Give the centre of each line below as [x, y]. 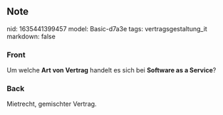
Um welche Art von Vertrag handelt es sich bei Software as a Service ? [111, 70]
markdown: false [31, 36]
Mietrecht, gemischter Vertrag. [52, 104]
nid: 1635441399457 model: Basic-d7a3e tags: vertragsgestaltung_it [107, 28]
